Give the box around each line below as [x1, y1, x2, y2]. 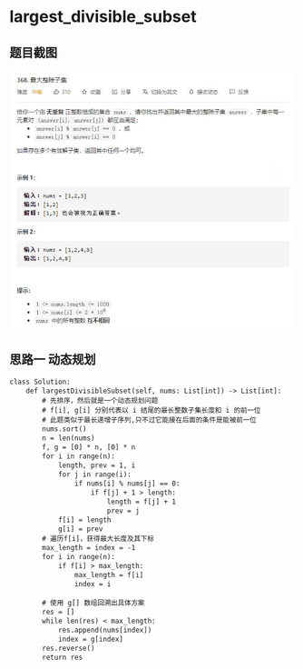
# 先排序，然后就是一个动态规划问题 [42, 396, 159, 405]
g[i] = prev [57, 524, 103, 534]
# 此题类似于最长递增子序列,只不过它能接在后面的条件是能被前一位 [42, 415, 257, 424]
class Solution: [9, 377, 71, 387]
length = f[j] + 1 [106, 497, 177, 506]
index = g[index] [57, 634, 124, 644]
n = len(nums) [42, 434, 95, 443]
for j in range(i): [57, 470, 132, 479]
